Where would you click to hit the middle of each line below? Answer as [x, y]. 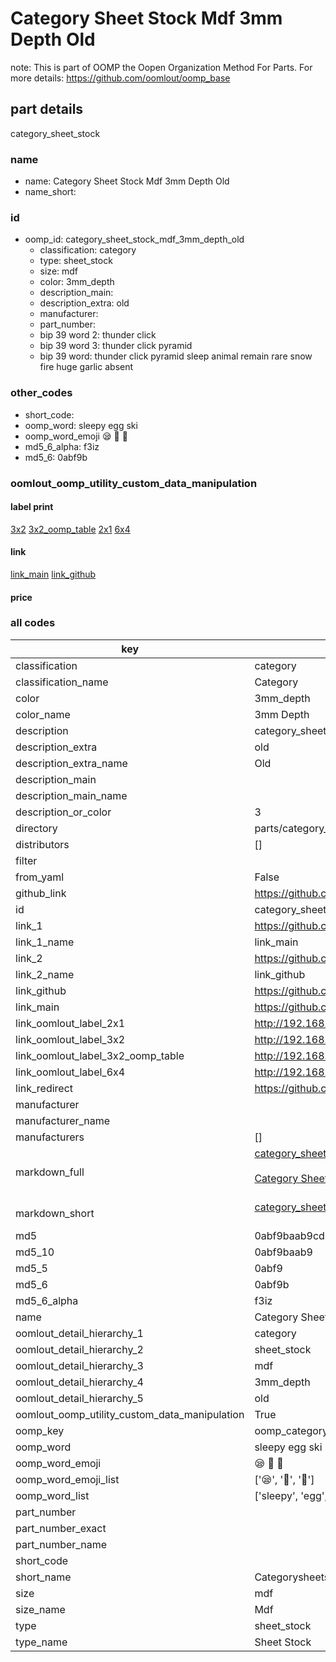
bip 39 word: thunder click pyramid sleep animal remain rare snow [176, 356]
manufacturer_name [63, 1120]
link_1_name [45, 942]
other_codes [41, 393]
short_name [43, 1577]
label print [32, 507]
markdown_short [55, 1213]
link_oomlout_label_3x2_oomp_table [100, 1055]
